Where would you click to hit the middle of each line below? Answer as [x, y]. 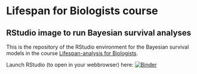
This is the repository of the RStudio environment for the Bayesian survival [98, 47]
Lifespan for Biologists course [82, 11]
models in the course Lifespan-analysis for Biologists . [72, 53]
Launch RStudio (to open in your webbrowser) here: [70, 65]
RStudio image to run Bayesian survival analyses [99, 33]
